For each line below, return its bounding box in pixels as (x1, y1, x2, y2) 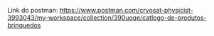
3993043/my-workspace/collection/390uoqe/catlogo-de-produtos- (7, 13, 208, 22)
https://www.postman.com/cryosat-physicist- (59, 6, 193, 14)
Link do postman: (7, 6, 58, 14)
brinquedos (7, 21, 41, 29)
